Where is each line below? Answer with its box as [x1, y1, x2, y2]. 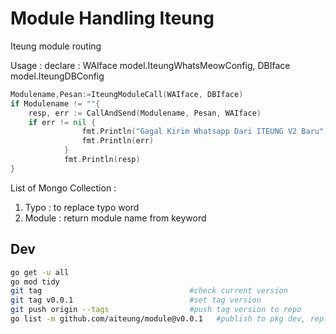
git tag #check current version [10, 286, 288, 296]
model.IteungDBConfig [10, 70, 105, 82]
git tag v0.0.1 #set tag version [10, 295, 262, 306]
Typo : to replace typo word [24, 201, 140, 213]
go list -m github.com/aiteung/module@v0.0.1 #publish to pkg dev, [10, 314, 307, 324]
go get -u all [10, 267, 70, 277]
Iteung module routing [10, 40, 102, 52]
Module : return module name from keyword [24, 212, 207, 224]
